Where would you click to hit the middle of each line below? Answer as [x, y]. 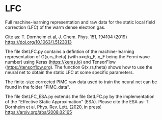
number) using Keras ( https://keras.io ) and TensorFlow [61, 62]
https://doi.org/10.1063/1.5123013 [39, 42]
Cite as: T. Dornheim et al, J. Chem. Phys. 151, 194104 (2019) [66, 37]
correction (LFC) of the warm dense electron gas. [55, 27]
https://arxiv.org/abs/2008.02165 [39, 112]
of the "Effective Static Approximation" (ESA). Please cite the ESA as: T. [78, 101]
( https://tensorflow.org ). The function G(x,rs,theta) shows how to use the [79, 67]
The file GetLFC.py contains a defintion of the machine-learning [70, 51]
